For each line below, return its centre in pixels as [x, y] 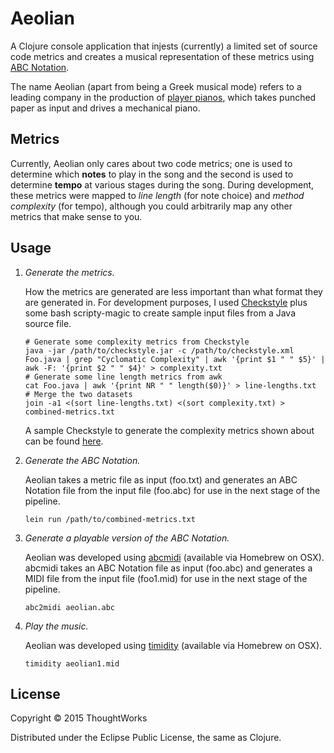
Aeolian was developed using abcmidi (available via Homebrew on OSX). [174, 557]
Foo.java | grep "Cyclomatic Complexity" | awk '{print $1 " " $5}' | [175, 359]
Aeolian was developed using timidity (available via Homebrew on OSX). [173, 645]
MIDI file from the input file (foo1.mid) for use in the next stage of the [166, 578]
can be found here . [64, 441]
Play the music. [56, 626]
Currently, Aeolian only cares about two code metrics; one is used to [151, 163]
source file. [48, 323]
